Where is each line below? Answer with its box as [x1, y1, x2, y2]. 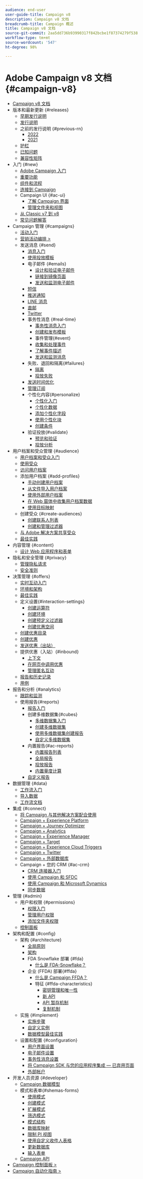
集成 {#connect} [12, 805, 47, 811]
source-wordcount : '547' [5, 40, 57, 45]
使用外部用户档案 [27, 492, 63, 498]
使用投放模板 [27, 254, 54, 260]
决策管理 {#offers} [12, 573, 51, 579]
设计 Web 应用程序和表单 [20, 548, 72, 554]
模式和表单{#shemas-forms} [20, 1087, 79, 1093]
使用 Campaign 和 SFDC [27, 874, 78, 880]
